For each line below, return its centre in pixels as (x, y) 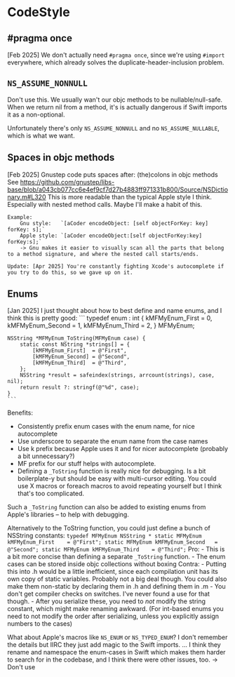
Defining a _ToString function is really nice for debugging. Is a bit (112, 471)
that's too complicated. (51, 494)
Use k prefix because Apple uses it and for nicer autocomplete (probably (123, 449)
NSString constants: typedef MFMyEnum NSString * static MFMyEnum (105, 536)
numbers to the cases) (40, 624)
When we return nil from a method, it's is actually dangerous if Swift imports (117, 107)
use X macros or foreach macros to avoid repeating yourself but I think (120, 486)
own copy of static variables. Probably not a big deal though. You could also (117, 579)
